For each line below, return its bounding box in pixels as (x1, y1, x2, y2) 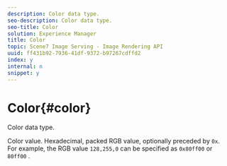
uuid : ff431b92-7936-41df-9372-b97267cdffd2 (7, 50, 141, 57)
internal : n (7, 63, 43, 70)
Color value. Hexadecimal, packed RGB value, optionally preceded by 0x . (7, 137, 220, 146)
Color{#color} (7, 100, 92, 116)
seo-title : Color (7, 23, 59, 30)
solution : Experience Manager (7, 30, 97, 37)
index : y (7, 57, 33, 64)
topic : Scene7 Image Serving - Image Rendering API (7, 43, 163, 50)
